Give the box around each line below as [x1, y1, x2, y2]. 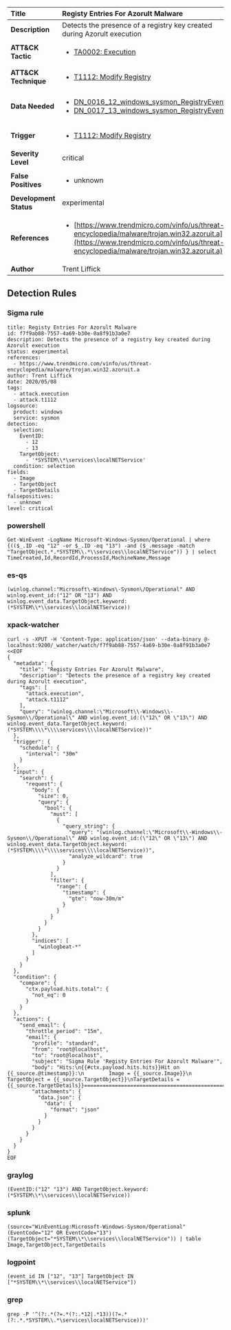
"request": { [25, 780, 63, 788]
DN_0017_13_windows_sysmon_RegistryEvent [74, 106, 226, 115]
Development [10, 194, 56, 203]
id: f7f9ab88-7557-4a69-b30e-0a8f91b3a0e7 [7, 330, 131, 337]
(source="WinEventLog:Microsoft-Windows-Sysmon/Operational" [7, 1223, 186, 1231]
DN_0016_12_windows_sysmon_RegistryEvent [74, 97, 226, 106]
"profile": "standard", [32, 1040, 100, 1047]
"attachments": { [32, 1088, 81, 1095]
